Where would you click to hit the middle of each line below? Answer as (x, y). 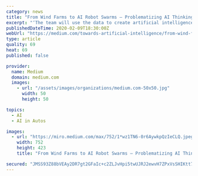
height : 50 (35, 99)
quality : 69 (21, 45)
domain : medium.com (35, 77)
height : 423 (31, 148)
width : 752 (30, 142)
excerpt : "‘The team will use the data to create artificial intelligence (100, 22)
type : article (24, 39)
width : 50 (34, 94)
